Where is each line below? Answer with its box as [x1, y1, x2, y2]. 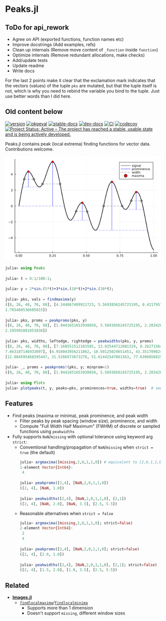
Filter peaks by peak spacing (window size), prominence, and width [19, 417, 158, 424]
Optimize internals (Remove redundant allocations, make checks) [12, 52, 145, 58]
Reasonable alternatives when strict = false [19, 510, 114, 516]
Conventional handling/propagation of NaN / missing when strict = [19, 444, 153, 450]
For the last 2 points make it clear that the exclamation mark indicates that [5, 78, 156, 83]
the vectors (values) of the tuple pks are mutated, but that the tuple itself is [5, 83, 157, 89]
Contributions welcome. [5, 146, 54, 152]
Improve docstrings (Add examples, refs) [12, 42, 96, 48]
